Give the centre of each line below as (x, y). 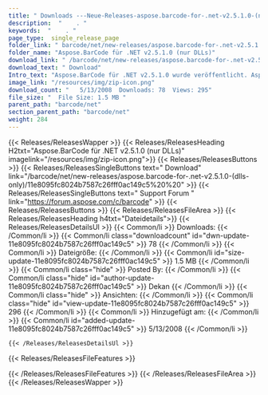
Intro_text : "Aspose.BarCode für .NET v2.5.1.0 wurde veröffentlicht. (128, 75)
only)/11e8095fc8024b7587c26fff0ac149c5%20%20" (97, 184)
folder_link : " (33, 45)
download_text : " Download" (55, 68)
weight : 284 (28, 120)
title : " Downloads (41, 16)
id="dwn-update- (221, 235)
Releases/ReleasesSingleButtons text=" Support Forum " (101, 193)
